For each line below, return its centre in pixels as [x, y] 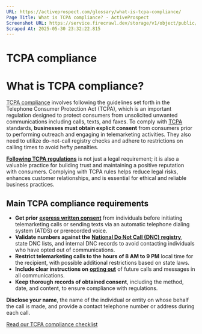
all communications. [40, 276]
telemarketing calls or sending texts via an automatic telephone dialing [102, 224]
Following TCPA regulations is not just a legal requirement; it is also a [93, 159]
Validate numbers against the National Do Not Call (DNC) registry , [99, 237]
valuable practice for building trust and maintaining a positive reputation [95, 165]
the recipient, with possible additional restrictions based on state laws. [102, 263]
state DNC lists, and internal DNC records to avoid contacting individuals [105, 244]
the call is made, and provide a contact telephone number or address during [100, 306]
